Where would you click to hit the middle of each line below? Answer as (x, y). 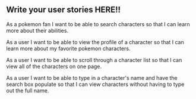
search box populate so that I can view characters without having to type (95, 84)
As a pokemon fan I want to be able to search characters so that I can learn (98, 24)
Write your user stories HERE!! (63, 10)
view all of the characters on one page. (54, 66)
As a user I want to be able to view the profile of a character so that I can (95, 42)
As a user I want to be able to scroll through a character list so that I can (94, 60)
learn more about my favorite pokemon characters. (68, 48)
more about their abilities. (37, 30)
